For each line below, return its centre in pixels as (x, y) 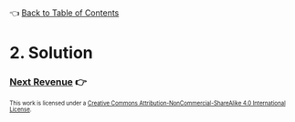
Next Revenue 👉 (48, 82)
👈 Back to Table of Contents (64, 13)
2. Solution (51, 53)
